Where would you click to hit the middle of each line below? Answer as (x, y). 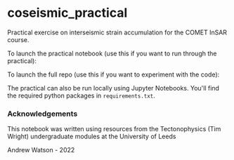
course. (18, 39)
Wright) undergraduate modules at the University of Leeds (92, 136)
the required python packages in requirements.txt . (82, 95)
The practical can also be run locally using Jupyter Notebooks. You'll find (113, 88)
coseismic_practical (67, 13)
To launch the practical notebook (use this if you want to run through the (112, 53)
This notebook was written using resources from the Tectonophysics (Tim (114, 129)
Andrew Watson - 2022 (41, 150)
